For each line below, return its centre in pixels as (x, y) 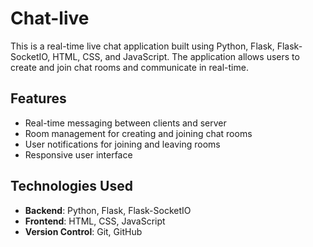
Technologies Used (71, 186)
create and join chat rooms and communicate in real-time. (129, 67)
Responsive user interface (78, 154)
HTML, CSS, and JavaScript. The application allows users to (176, 56)
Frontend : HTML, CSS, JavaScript (95, 221)
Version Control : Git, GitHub (83, 231)
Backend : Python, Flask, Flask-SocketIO (108, 210)
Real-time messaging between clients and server (125, 123)
